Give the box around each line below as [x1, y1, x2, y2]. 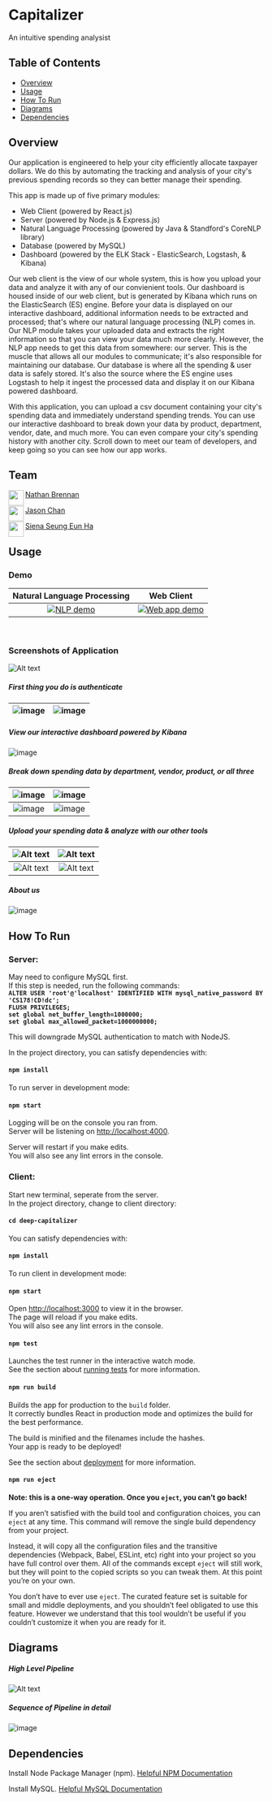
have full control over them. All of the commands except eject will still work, [8, 1558, 263, 1568]
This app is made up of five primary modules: [8, 190, 161, 200]
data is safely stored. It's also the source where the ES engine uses [8, 368, 233, 379]
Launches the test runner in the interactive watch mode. [8, 1356, 196, 1366]
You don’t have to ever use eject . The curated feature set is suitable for [8, 1591, 248, 1601]
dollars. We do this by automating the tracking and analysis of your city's [8, 166, 253, 175]
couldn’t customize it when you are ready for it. [8, 1617, 166, 1627]
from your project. [8, 1525, 69, 1535]
